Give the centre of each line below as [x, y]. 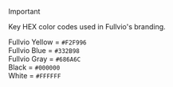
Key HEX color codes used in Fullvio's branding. [87, 26]
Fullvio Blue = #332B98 [44, 50]
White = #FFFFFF [35, 76]
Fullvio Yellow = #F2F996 [47, 42]
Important [24, 11]
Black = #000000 [34, 67]
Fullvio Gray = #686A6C [45, 59]
